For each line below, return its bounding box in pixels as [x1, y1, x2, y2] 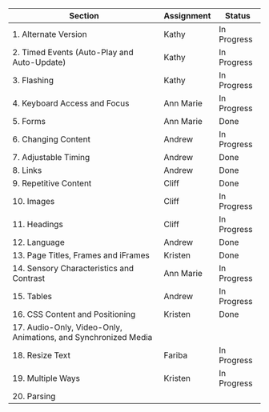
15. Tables [12, 291, 52, 302]
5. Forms [12, 116, 46, 126]
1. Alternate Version [12, 29, 87, 39]
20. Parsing [12, 391, 56, 402]
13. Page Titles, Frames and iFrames [12, 250, 150, 261]
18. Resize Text [12, 350, 70, 361]
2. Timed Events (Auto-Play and [12, 47, 134, 58]
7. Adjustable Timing [12, 152, 90, 162]
